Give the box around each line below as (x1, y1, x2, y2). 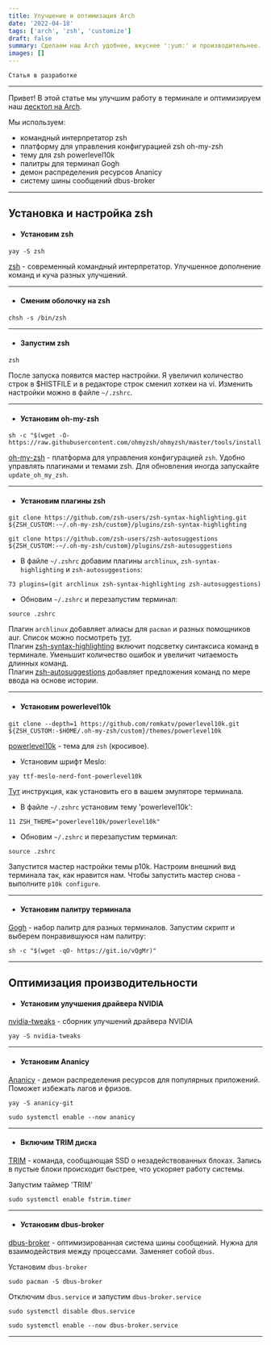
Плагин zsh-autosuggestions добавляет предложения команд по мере (8, 667, 251, 677)
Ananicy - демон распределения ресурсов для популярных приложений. (8, 1075, 261, 1084)
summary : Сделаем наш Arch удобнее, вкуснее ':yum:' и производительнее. (8, 42, 262, 50)
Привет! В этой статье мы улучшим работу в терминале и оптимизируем (8, 94, 261, 102)
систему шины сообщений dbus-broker (19, 176, 156, 186)
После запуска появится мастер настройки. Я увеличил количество (8, 370, 244, 380)
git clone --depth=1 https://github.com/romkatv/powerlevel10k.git (8, 720, 240, 728)
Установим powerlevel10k (19, 702, 111, 711)
